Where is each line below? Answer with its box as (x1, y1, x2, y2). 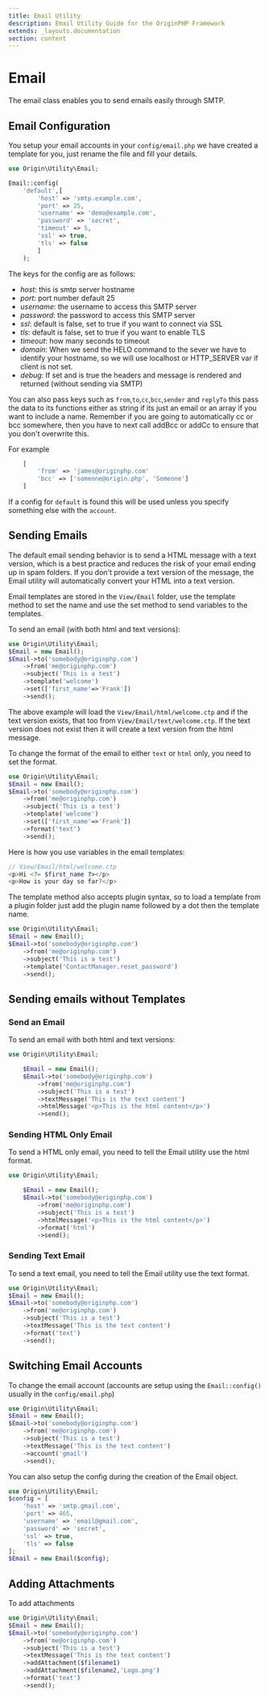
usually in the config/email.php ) (8, 1389, 115, 1399)
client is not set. (19, 361, 73, 371)
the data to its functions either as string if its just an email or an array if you (8, 402, 257, 412)
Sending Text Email (8, 1250, 85, 1261)
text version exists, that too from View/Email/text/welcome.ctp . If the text (8, 715, 251, 725)
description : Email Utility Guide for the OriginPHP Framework (8, 19, 226, 27)
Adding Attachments (8, 1577, 115, 1591)
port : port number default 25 (19, 293, 115, 302)
